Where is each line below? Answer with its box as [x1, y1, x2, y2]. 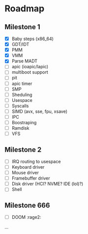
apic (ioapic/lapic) [11, 64, 49, 70]
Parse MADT [11, 58, 38, 64]
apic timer [11, 80, 32, 87]
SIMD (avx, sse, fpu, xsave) [11, 108, 67, 114]
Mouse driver [11, 170, 39, 176]
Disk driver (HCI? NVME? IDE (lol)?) [11, 181, 84, 187]
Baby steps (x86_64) [11, 36, 54, 42]
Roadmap [4, 3, 45, 14]
